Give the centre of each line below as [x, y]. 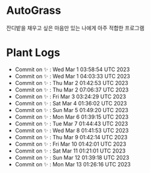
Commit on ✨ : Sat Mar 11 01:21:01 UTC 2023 [70, 151]
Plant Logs [33, 53]
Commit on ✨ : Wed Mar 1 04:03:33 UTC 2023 [73, 76]
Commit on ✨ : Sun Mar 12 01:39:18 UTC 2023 [72, 157]
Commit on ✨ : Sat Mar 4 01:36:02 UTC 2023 [71, 103]
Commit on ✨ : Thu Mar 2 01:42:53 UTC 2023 [71, 83]
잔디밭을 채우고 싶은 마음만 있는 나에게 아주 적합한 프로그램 [75, 28]
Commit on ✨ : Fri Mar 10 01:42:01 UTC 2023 [70, 144]
